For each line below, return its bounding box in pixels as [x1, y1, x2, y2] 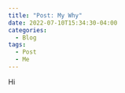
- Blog [15, 33, 37, 42]
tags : [8, 41, 26, 49]
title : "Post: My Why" [8, 11, 83, 20]
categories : [8, 26, 47, 34]
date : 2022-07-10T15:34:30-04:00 [8, 19, 118, 27]
